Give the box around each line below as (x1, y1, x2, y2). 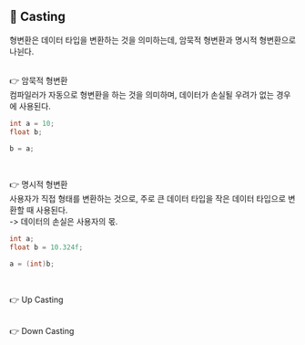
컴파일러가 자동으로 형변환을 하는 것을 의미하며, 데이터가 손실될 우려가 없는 (9, 89, 275, 100)
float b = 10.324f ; (9, 243, 84, 252)
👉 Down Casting (9, 326, 75, 337)
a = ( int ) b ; (9, 259, 55, 269)
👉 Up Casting (9, 294, 64, 306)
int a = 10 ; (9, 119, 55, 128)
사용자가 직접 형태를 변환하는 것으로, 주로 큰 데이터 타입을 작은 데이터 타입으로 (9, 193, 287, 204)
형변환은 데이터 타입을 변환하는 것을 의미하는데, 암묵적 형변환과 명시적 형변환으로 (9, 34, 297, 46)
